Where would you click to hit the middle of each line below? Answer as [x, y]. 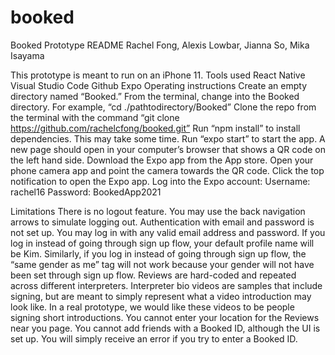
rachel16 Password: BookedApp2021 [86, 192]
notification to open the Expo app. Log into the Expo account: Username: [160, 181]
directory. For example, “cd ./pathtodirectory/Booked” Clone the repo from [163, 107]
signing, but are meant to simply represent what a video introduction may [161, 296]
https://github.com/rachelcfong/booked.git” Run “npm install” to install [155, 128]
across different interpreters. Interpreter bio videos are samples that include [166, 285]
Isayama [27, 55]
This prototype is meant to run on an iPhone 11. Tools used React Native [158, 75]
